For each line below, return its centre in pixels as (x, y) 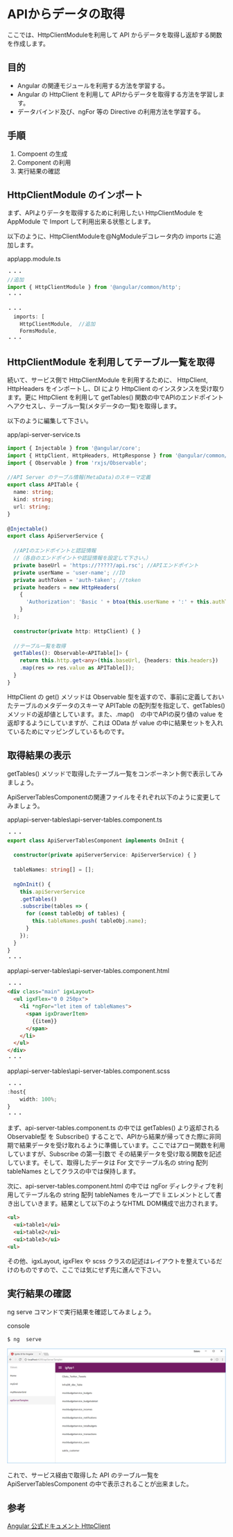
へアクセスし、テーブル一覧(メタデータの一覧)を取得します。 (94, 406)
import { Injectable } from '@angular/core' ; (74, 448)
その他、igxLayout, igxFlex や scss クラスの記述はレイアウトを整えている (112, 1261)
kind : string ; (34, 500)
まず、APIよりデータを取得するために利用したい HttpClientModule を (105, 213)
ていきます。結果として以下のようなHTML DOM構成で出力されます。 (123, 1204)
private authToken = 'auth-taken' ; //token (77, 580)
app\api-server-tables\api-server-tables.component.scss (89, 1071)
